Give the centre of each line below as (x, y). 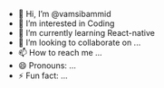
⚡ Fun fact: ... (43, 75)
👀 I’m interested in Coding (66, 23)
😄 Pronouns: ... (47, 66)
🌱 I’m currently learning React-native (87, 33)
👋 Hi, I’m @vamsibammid (64, 14)
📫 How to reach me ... (60, 53)
